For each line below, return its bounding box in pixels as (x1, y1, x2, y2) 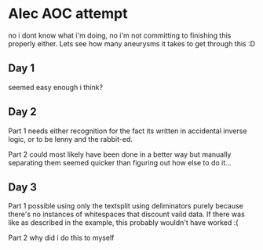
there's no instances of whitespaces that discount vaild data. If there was (8, 209, 245, 219)
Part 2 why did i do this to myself (8, 233, 115, 243)
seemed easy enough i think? (8, 82, 104, 92)
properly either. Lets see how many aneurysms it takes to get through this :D (8, 38, 256, 48)
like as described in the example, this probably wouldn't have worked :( (8, 218, 239, 227)
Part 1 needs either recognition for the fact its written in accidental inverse (8, 126, 247, 136)
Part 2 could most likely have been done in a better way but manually (8, 150, 232, 159)
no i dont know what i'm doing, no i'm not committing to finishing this (8, 31, 232, 40)
